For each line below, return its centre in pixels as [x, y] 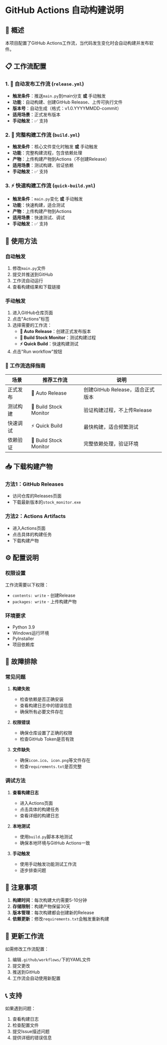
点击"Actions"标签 [31, 319]
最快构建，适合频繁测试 [111, 427]
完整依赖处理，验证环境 [111, 443]
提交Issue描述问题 [31, 1031]
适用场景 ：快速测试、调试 [39, 217]
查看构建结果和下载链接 [36, 287]
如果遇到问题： [20, 1008]
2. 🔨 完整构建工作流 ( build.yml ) [42, 135]
